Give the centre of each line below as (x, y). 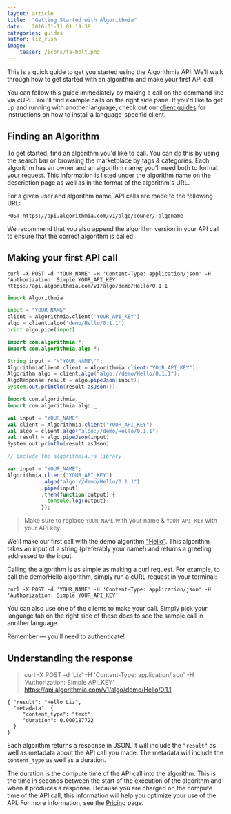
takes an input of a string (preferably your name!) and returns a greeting (109, 549)
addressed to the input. (40, 556)
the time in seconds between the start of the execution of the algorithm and (114, 780)
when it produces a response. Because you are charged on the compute (110, 788)
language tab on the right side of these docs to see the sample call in (105, 616)
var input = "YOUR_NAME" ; (44, 469)
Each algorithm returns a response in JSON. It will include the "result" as (112, 745)
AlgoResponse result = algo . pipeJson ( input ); (73, 380)
